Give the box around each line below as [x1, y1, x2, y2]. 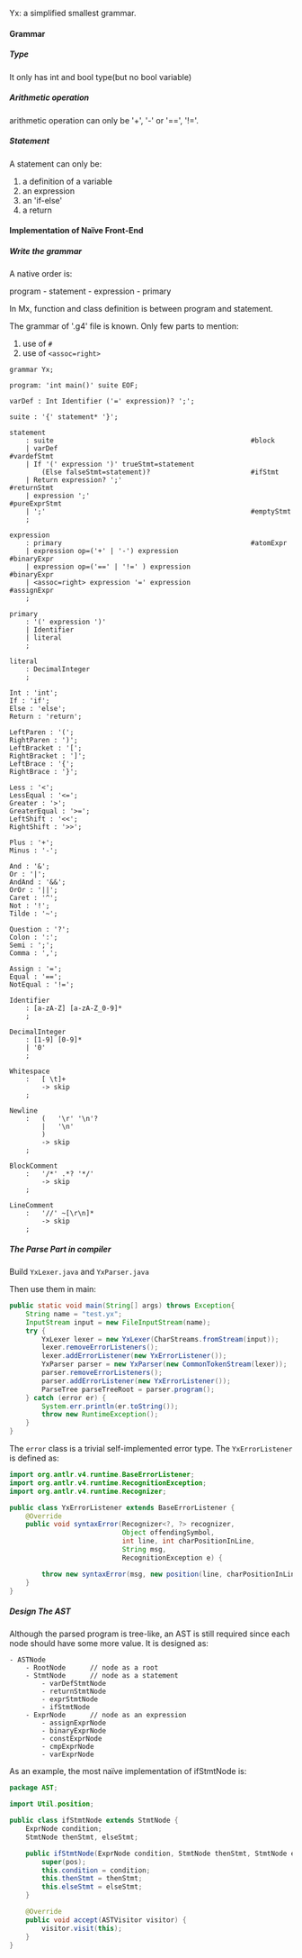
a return [22, 205, 52, 215]
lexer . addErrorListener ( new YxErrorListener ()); [41, 1352, 227, 1361]
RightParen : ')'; [9, 736, 78, 745]
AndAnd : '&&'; [9, 878, 67, 887]
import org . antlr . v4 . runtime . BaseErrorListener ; [9, 1471, 195, 1480]
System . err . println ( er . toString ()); [41, 1401, 179, 1411]
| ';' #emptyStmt [25, 507, 292, 516]
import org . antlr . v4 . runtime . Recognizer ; [9, 1487, 167, 1496]
